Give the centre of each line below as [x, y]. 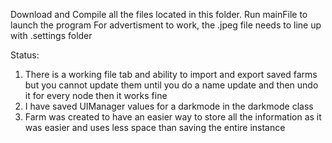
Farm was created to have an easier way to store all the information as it [173, 117]
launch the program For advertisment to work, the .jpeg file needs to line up [166, 25]
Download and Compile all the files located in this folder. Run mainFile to [159, 14]
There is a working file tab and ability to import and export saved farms [171, 74]
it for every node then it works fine [96, 95]
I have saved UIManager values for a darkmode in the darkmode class [169, 106]
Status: [25, 55]
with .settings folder [51, 35]
